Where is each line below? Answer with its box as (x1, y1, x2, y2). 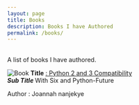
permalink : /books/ (7, 29, 64, 37)
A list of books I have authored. (7, 56, 97, 64)
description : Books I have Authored (7, 23, 113, 30)
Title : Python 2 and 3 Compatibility (30, 69, 132, 77)
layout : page (7, 10, 45, 17)
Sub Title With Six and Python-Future (7, 77, 115, 85)
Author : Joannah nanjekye (7, 90, 85, 98)
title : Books (7, 17, 45, 23)
